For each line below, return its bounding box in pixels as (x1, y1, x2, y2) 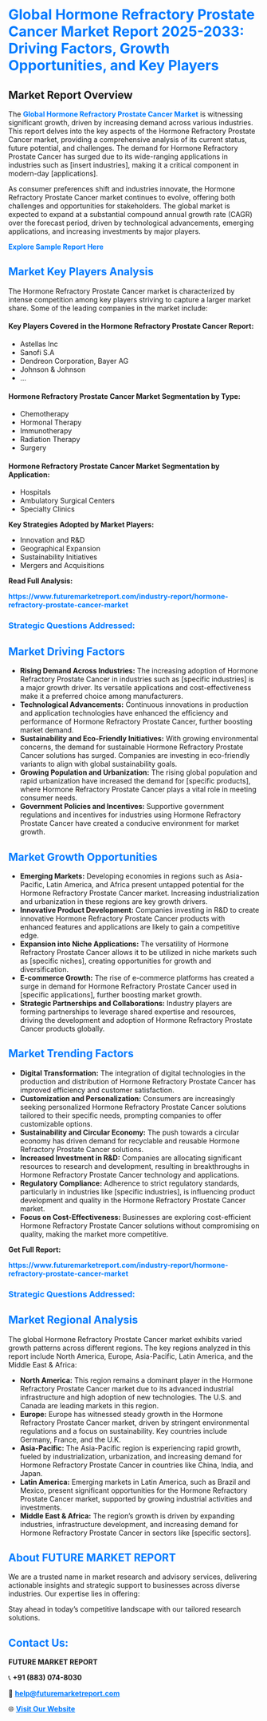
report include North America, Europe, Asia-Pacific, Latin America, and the (8, 1351, 253, 1361)
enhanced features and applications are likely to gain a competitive (19, 922, 241, 931)
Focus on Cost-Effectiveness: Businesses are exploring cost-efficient (19, 1212, 251, 1222)
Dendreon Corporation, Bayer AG (19, 357, 129, 366)
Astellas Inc (19, 339, 58, 349)
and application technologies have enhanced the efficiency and (19, 709, 229, 718)
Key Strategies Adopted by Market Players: (8, 520, 155, 530)
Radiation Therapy (19, 435, 80, 444)
